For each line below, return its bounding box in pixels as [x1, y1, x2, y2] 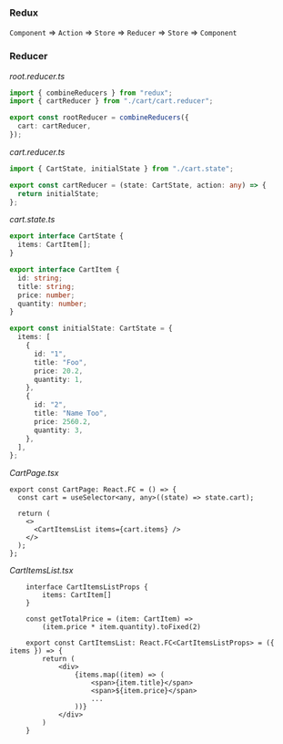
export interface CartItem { [9, 265, 120, 274]
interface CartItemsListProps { [25, 583, 148, 592]
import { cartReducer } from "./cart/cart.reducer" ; [9, 97, 214, 106]
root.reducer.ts [9, 70, 66, 81]
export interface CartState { [9, 232, 125, 241]
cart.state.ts [9, 214, 56, 225]
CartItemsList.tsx [9, 565, 74, 576]
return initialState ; [17, 189, 100, 198]
